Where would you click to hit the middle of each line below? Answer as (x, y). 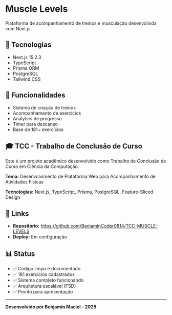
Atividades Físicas (24, 182)
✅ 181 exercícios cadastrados (44, 274)
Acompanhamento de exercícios (47, 113)
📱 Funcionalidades (35, 95)
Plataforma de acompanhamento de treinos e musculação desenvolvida (81, 23)
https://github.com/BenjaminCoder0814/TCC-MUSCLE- (99, 226)
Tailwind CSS (27, 79)
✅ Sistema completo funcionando (48, 280)
